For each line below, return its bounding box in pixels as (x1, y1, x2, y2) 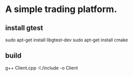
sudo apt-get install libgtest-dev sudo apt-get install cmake (5, 37, 128, 43)
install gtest (5, 24, 43, 32)
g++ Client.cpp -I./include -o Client (5, 64, 78, 71)
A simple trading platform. (5, 4, 117, 15)
